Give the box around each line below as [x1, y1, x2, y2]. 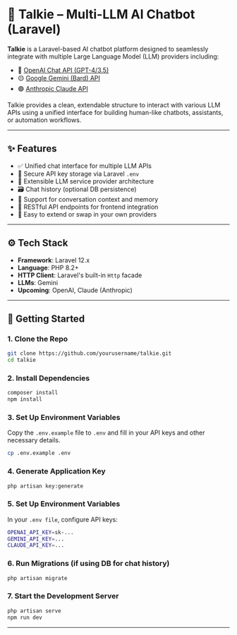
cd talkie [7, 356, 37, 364]
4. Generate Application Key [7, 466, 106, 476]
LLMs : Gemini [17, 278, 59, 286]
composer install [7, 389, 59, 397]
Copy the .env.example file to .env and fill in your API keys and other [7, 428, 206, 437]
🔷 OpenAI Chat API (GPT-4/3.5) [17, 66, 109, 74]
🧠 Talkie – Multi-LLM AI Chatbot [7, 6, 195, 23]
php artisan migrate [7, 574, 68, 581]
